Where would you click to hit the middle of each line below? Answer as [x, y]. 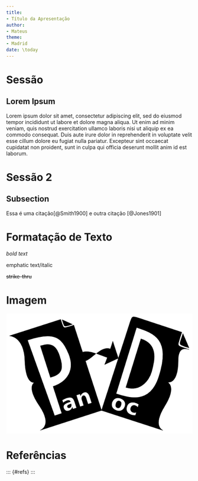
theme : [14, 38]
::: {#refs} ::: [21, 472]
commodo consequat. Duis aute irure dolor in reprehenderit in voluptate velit [99, 134]
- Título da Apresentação [38, 19]
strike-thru [19, 276]
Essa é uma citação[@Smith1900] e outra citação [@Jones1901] [84, 213]
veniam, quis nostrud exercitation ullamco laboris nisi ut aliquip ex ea [90, 128]
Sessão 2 [29, 178]
